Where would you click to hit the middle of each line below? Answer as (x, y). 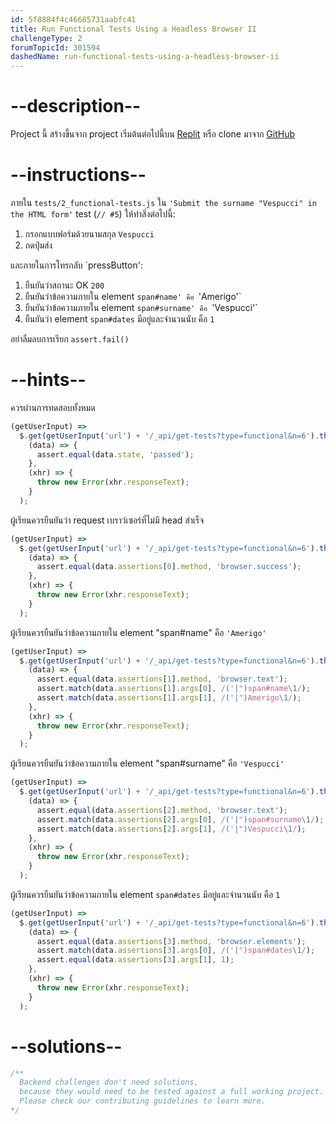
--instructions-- (78, 175)
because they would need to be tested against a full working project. (172, 1092)
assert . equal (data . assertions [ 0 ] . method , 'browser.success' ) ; (169, 567)
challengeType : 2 (46, 38)
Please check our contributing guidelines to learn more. (143, 1101)
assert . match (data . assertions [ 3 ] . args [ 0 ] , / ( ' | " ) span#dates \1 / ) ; (176, 951)
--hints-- (48, 380)
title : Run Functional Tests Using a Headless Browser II (133, 29)
